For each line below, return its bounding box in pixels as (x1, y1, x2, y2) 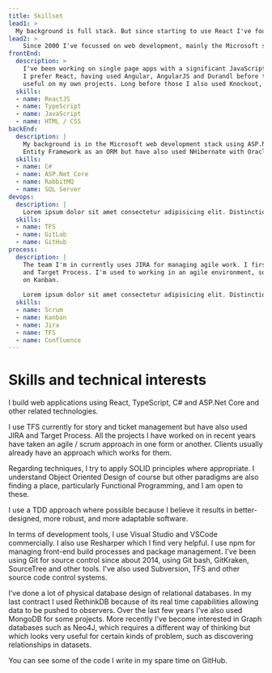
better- (234, 505, 257, 515)
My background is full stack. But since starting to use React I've (15, 27, 252, 35)
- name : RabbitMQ (15, 178, 74, 186)
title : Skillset (8, 11, 63, 20)
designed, (8, 514, 42, 524)
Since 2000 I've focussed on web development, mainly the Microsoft (23, 42, 259, 50)
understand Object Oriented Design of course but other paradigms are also (8, 472, 259, 482)
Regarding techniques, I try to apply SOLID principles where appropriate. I (8, 464, 255, 474)
